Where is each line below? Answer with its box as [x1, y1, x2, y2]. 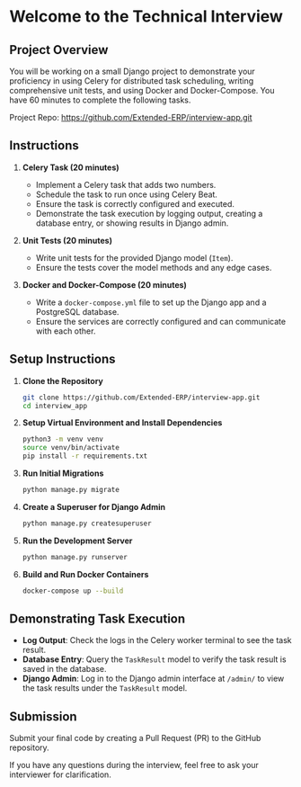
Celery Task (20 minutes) [22, 162, 120, 173]
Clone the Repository [22, 375, 103, 386]
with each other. [35, 326, 96, 336]
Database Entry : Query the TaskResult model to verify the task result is [22, 654, 287, 665]
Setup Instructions [9, 352, 116, 367]
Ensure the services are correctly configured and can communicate [35, 316, 286, 326]
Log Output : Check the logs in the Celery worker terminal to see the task [22, 635, 292, 646]
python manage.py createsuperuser [22, 519, 152, 528]
